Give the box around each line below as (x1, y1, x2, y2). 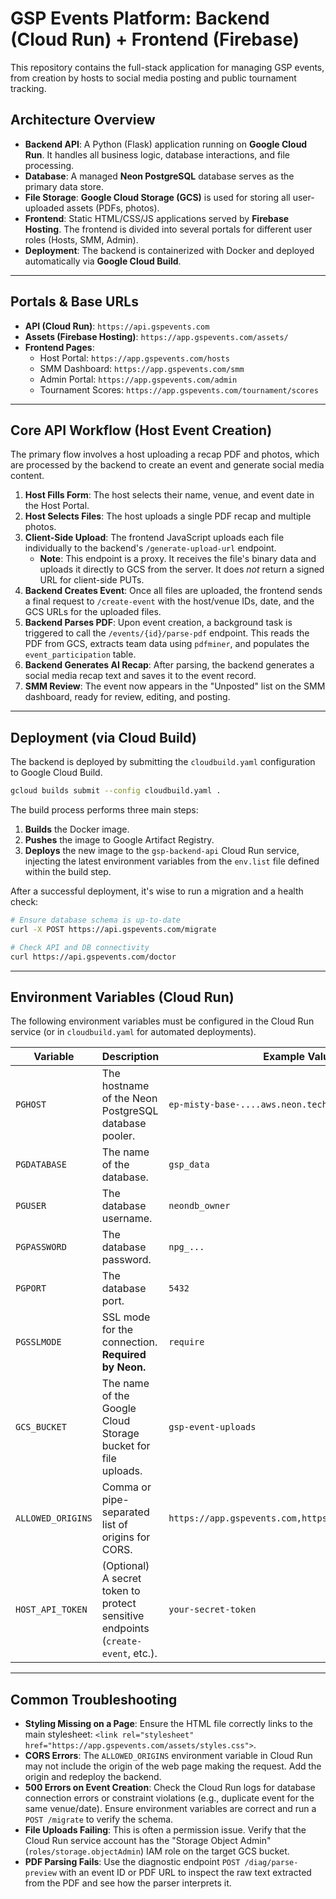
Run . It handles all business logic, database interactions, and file (24, 148, 291, 161)
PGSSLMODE (15, 1337, 62, 1348)
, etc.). (127, 1647, 158, 1661)
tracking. (10, 82, 47, 94)
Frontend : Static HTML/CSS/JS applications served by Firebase (24, 212, 290, 224)
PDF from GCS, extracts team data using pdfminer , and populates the (24, 638, 310, 650)
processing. (24, 159, 75, 171)
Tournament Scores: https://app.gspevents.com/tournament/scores (39, 383, 319, 396)
